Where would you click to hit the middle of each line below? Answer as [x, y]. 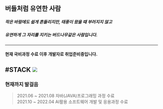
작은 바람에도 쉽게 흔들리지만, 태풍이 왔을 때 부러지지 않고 [59, 22]
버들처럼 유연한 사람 [33, 9]
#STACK [18, 70]
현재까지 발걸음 [22, 84]
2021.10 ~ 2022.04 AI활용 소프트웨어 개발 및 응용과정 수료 [73, 102]
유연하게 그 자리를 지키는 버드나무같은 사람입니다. [51, 35]
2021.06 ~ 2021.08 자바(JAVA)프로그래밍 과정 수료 [66, 96]
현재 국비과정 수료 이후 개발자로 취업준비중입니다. [51, 54]
